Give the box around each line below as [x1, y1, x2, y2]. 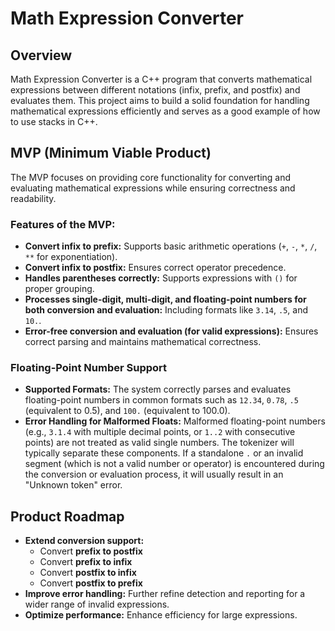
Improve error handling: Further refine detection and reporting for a [24, 588, 306, 600]
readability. [10, 192, 57, 204]
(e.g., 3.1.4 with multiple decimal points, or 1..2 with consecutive [24, 426, 296, 438]
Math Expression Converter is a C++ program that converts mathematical [10, 73, 313, 85]
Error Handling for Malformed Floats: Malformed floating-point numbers [24, 415, 326, 427]
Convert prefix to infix [39, 556, 133, 568]
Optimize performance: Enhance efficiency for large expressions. [24, 609, 298, 621]
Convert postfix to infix [39, 567, 137, 579]
